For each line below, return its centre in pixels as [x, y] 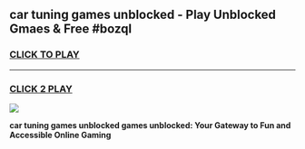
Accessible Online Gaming [60, 135]
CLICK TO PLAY [44, 55]
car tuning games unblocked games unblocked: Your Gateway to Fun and [150, 125]
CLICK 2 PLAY [41, 88]
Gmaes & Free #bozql [71, 29]
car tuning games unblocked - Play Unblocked [143, 15]
